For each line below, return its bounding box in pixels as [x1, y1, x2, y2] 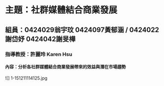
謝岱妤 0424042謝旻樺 [5, 35, 76, 43]
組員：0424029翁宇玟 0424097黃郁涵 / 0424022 [5, 26, 159, 34]
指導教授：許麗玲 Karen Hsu [5, 51, 72, 57]
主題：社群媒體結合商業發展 [5, 4, 118, 16]
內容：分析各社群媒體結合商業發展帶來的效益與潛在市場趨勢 [5, 64, 126, 70]
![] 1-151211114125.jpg [5, 75, 48, 81]
